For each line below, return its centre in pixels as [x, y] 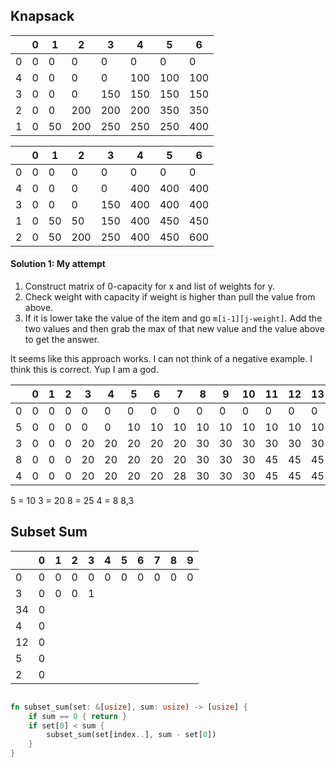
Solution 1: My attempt [58, 264]
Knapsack [42, 16]
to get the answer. [62, 340]
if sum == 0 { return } [78, 716]
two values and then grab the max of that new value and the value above [174, 329]
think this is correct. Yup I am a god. [84, 370]
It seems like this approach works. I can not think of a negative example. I [161, 359]
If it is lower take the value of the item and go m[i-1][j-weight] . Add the [173, 318]
